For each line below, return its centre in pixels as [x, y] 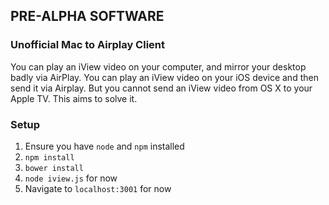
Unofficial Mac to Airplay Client [87, 45]
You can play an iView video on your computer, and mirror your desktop [158, 66]
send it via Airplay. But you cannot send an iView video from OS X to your [161, 88]
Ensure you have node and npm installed [104, 146]
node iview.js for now [71, 178]
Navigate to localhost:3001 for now [98, 188]
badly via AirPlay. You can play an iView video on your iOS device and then [164, 77]
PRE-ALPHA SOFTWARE [87, 16]
